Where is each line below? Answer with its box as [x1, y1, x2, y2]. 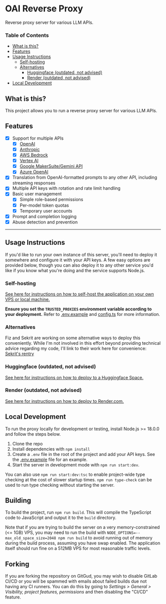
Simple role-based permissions [19, 197, 83, 203]
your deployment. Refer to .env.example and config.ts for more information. [5, 311, 161, 317]
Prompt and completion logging [12, 213, 77, 219]
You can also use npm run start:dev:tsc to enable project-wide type [5, 471, 145, 477]
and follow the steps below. [5, 431, 61, 437]
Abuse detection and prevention [12, 219, 78, 225]
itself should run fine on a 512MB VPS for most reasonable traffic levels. [5, 545, 151, 551]
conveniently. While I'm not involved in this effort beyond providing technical [5, 340, 161, 346]
